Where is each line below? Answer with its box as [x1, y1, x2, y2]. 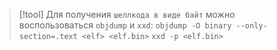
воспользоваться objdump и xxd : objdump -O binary [18, 19, 232, 31]
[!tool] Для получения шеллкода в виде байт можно [18, 9, 236, 20]
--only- [235, 21, 268, 31]
